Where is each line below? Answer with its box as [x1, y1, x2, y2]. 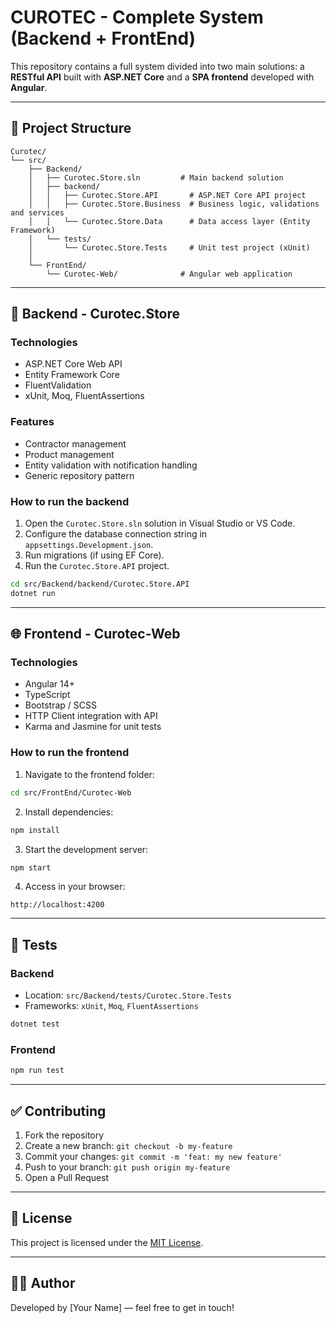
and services [10, 207, 65, 218]
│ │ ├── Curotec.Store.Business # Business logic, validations [28, 199, 320, 209]
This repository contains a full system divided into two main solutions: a [10, 60, 305, 72]
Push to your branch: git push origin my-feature [24, 1161, 231, 1173]
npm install [10, 825, 60, 835]
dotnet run [10, 588, 56, 598]
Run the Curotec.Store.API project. [24, 560, 170, 572]
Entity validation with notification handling [24, 459, 198, 471]
